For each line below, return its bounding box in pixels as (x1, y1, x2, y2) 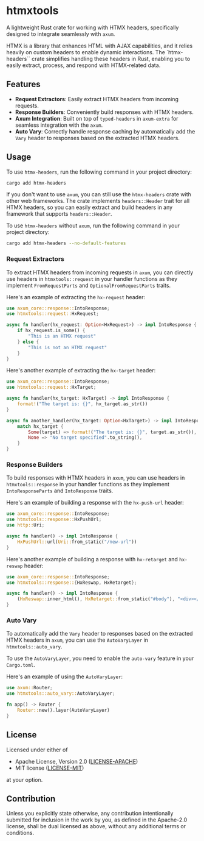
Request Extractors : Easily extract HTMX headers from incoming (15, 95, 179, 102)
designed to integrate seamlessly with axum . (6, 30, 115, 37)
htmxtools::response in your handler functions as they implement (6, 481, 170, 488)
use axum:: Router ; (6, 685, 53, 691)
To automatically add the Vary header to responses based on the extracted (6, 630, 193, 637)
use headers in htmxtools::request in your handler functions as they (6, 275, 178, 282)
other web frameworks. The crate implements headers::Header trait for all (6, 197, 190, 205)
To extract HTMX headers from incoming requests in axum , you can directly (6, 269, 193, 276)
